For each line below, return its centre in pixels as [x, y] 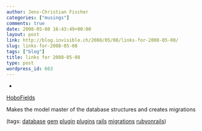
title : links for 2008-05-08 [43, 57]
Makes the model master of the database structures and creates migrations [101, 110]
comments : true [26, 23]
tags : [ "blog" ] [26, 52]
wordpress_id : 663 [30, 69]
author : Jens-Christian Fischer [47, 12]
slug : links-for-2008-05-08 [42, 46]
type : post [20, 63]
